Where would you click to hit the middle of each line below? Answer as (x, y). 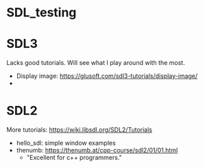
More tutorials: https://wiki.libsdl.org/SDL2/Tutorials (79, 130)
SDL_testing (41, 13)
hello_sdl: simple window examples (66, 143)
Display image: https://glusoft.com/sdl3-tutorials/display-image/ (107, 76)
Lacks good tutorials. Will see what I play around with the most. (96, 63)
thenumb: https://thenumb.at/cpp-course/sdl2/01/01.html (97, 150)
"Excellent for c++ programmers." (74, 158)
